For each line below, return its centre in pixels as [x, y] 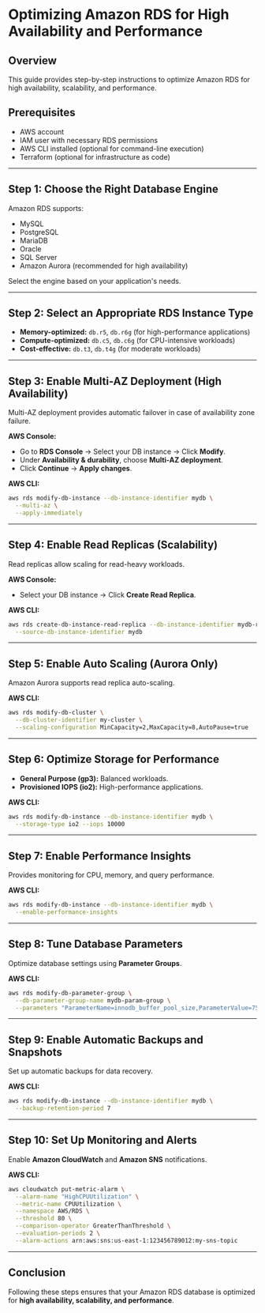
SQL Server [38, 257]
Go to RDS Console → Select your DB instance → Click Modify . [123, 451]
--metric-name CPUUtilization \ [69, 1204]
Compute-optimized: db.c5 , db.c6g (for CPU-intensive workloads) [127, 341]
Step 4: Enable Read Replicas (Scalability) [113, 545]
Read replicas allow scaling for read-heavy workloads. [97, 564]
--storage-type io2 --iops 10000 [70, 824]
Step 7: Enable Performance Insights [100, 856]
